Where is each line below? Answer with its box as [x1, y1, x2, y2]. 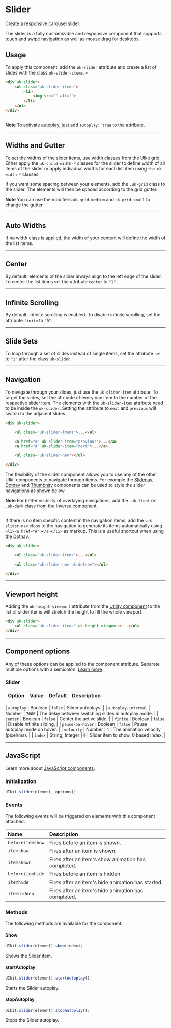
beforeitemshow [8, 840, 45, 846]
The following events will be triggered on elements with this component [5, 813, 155, 819]
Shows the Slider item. [5, 952, 52, 959]
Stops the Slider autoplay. [5, 1017, 60, 1023]
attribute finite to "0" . [5, 317, 53, 324]
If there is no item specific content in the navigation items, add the [5, 517, 144, 523]
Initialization [5, 777, 37, 785]
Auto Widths [5, 221, 46, 230]
